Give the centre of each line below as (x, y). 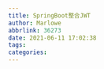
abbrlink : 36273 (35, 30)
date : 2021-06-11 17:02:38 (52, 38)
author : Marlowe (35, 23)
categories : (28, 52)
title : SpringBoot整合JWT (49, 15)
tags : (17, 45)
